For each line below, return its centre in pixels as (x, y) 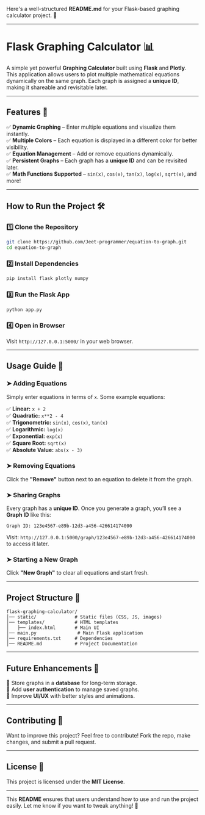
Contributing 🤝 (35, 721)
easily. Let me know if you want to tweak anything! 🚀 (72, 805)
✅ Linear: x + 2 (26, 409)
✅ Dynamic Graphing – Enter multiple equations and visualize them (91, 127)
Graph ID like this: (29, 515)
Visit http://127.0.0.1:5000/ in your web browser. (70, 341)
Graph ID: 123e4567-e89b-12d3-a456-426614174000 (69, 526)
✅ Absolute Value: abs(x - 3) (45, 450)
